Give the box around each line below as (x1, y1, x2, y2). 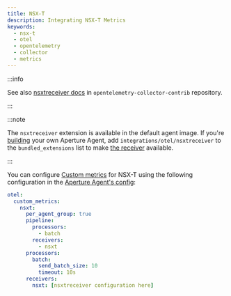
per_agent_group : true (25, 210, 92, 218)
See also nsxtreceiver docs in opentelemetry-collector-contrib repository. (7, 88, 223, 96)
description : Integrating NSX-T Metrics (7, 17, 127, 24)
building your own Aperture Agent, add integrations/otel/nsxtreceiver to (7, 136, 221, 144)
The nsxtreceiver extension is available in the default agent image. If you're (7, 128, 225, 137)
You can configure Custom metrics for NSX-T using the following (7, 170, 193, 178)
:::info (7, 75, 24, 83)
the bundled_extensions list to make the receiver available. (7, 143, 174, 152)
